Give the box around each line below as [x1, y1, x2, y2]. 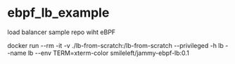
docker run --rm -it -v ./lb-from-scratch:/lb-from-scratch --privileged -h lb [7, 41, 224, 49]
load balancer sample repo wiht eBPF [7, 28, 116, 36]
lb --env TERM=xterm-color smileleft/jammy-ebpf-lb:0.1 [27, 49, 190, 57]
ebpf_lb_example [7, 5, 110, 21]
